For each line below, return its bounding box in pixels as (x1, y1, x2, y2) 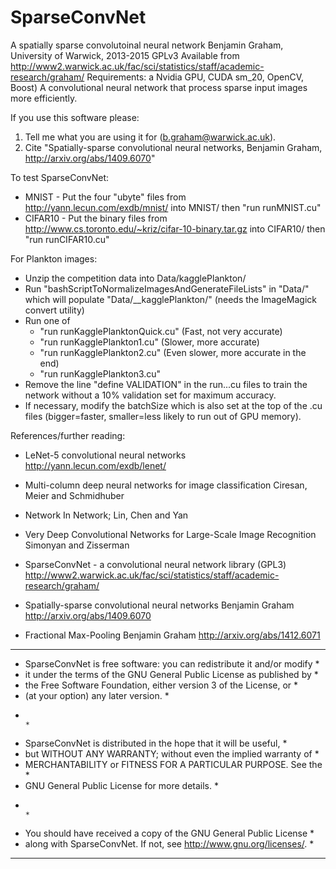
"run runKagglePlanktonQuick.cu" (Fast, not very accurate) (39, 325, 283, 337)
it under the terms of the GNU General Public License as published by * (24, 668, 319, 680)
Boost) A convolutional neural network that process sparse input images (10, 81, 308, 93)
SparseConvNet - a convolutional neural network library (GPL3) (24, 558, 287, 570)
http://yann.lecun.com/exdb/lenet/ (24, 459, 167, 471)
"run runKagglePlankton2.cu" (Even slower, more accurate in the (39, 346, 307, 358)
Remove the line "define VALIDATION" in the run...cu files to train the (24, 378, 308, 390)
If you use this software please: (10, 111, 140, 123)
